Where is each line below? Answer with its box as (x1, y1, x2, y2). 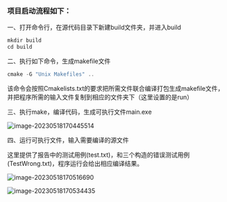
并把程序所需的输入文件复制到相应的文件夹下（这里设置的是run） (7, 92, 193, 101)
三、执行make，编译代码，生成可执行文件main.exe (7, 108, 152, 116)
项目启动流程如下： (7, 6, 72, 15)
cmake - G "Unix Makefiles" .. (7, 71, 95, 78)
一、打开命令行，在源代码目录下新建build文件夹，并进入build (7, 23, 182, 32)
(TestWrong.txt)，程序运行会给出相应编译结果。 (7, 159, 144, 167)
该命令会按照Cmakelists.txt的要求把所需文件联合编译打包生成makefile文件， (7, 84, 224, 92)
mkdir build (7, 37, 42, 44)
